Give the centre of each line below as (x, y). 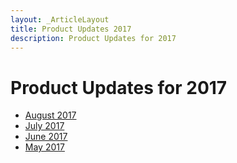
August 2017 (50, 115)
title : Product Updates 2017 (71, 29)
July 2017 (44, 126)
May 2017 (44, 147)
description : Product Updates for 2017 (93, 38)
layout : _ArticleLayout (60, 19)
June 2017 (46, 137)
